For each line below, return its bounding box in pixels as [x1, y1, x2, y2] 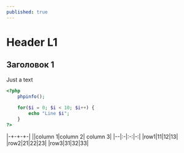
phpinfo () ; [17, 93, 45, 100]
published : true [6, 9, 48, 15]
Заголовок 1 [6, 59, 55, 70]
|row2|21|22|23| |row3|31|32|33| [6, 139, 89, 147]
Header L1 [6, 35, 58, 49]
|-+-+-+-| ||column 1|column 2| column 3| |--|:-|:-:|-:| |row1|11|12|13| [6, 133, 178, 140]
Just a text [6, 76, 33, 83]
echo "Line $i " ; [28, 111, 70, 117]
